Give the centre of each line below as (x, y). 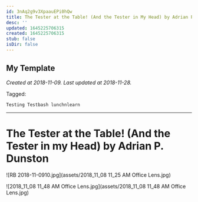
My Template (31, 68)
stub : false (21, 39)
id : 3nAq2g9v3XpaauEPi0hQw (39, 11)
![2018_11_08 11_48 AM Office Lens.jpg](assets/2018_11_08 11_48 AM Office (96, 186)
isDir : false (22, 45)
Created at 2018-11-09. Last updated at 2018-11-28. (69, 82)
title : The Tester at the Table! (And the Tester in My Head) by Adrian (97, 17)
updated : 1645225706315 (35, 28)
